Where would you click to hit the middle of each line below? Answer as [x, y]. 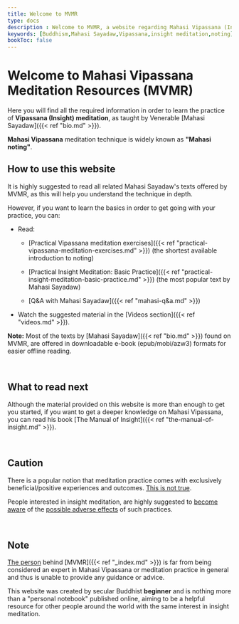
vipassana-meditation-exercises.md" [83, 250]
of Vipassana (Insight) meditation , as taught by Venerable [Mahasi [106, 118]
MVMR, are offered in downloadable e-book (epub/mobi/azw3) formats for [117, 343]
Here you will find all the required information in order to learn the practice [116, 110]
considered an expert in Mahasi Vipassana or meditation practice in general [118, 570]
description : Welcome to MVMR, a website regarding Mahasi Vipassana [114, 27]
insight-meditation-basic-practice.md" [85, 279]
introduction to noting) [61, 258]
